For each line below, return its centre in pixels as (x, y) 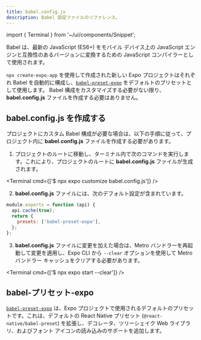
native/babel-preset (32, 324)
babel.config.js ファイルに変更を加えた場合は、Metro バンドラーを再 (101, 245)
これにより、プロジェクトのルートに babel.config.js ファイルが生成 (109, 162)
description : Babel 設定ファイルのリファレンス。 (63, 17)
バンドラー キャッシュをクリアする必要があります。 (79, 260)
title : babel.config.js (36, 12)
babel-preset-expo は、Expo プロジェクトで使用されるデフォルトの (90, 308)
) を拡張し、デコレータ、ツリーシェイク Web (113, 323)
